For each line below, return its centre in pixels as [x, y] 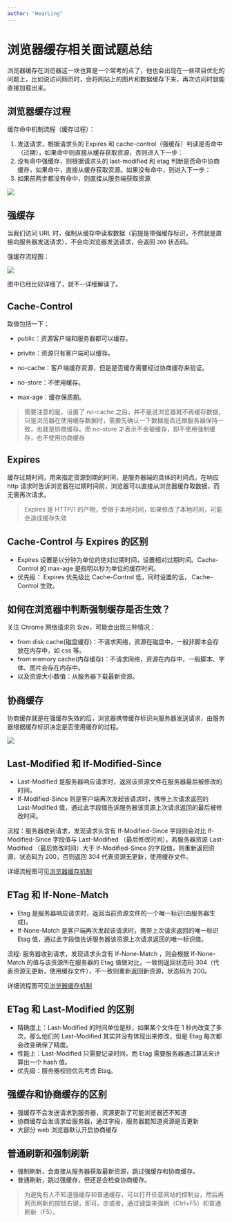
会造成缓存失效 [45, 518]
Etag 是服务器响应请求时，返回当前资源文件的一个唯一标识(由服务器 [113, 913]
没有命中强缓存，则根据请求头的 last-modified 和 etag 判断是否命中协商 [118, 161]
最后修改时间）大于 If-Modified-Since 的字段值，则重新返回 [125, 848]
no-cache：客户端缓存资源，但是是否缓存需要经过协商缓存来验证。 [113, 368]
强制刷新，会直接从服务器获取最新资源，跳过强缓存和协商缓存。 [108, 1172]
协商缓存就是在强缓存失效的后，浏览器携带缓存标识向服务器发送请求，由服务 [116, 718]
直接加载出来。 [28, 88]
